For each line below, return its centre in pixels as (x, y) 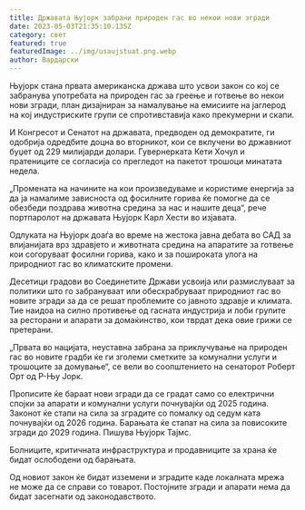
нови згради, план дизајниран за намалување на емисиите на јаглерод (148, 105)
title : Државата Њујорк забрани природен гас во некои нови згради (140, 18)
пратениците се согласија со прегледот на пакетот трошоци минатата (146, 161)
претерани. (31, 329)
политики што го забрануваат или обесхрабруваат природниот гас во (145, 291)
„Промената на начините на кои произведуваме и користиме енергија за (152, 188)
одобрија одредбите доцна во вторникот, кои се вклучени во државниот (151, 142)
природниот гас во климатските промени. (91, 264)
